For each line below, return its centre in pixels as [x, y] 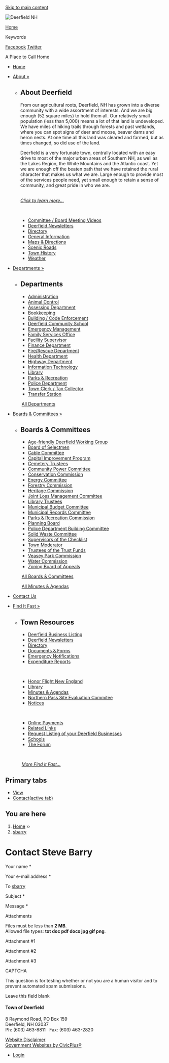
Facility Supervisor [47, 340]
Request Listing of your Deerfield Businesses [75, 733]
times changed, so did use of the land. [60, 143]
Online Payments [45, 723]
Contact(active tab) [33, 798]
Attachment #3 [21, 960]
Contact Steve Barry [49, 853]
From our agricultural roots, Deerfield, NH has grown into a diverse [90, 105]
